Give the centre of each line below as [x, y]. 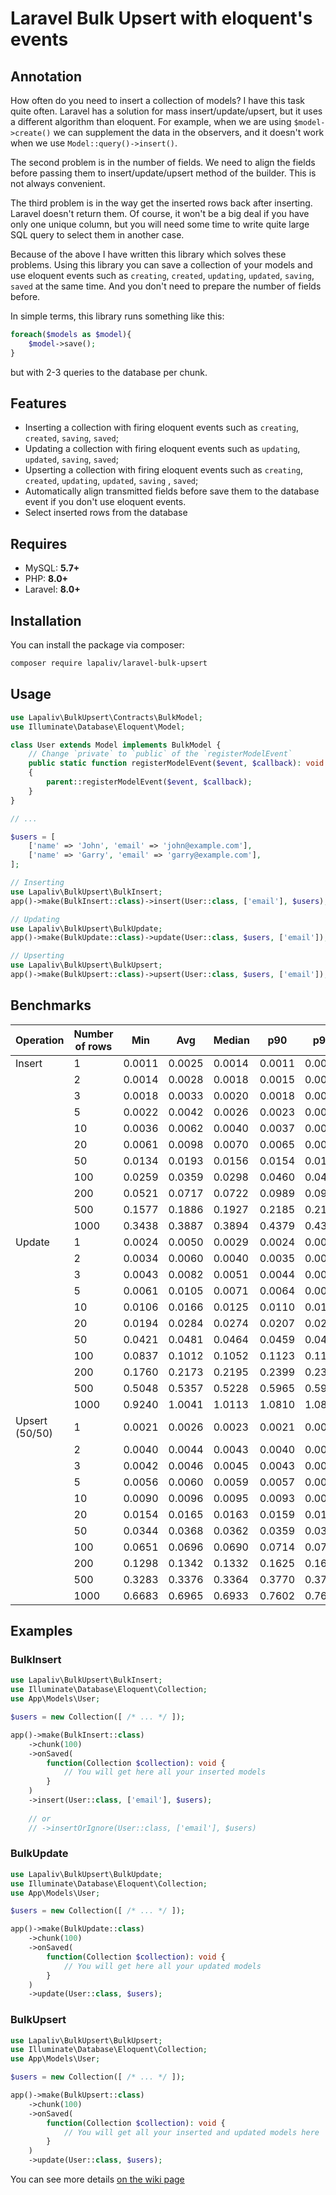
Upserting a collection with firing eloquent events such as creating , [163, 470]
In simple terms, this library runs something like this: [117, 316]
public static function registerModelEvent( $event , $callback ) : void [176, 763]
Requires [39, 543]
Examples [41, 1631]
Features [38, 403]
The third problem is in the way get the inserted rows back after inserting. [161, 203]
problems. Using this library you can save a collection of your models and [161, 265]
